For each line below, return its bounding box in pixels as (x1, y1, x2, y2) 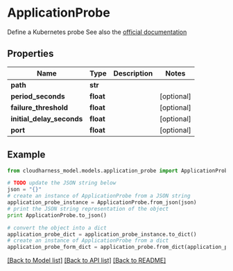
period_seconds (10, 91, 66, 101)
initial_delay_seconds (10, 114, 83, 123)
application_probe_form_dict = (7, 244, 98, 251)
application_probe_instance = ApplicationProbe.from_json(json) (7, 199, 197, 206)
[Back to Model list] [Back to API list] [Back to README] (7, 256, 166, 265)
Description (113, 68, 153, 78)
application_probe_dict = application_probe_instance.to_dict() (7, 231, 197, 238)
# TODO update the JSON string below (7, 180, 116, 186)
